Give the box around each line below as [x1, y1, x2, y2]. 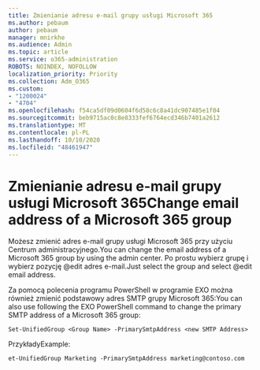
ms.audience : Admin [8, 41, 72, 49]
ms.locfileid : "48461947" [8, 143, 93, 151]
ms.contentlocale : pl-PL [8, 128, 90, 136]
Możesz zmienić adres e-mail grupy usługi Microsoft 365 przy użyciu [8, 237, 233, 246]
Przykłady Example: [8, 339, 71, 349]
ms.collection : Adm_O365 [8, 77, 90, 85]
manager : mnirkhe [8, 33, 65, 42]
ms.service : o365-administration [8, 56, 118, 64]
